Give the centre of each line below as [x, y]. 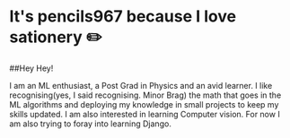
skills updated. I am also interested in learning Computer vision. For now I [145, 114]
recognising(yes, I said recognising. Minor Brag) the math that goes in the [145, 95]
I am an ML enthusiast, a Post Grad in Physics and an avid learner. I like [141, 85]
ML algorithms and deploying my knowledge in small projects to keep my [144, 104]
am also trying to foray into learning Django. [91, 124]
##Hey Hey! [31, 68]
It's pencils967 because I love [123, 17]
